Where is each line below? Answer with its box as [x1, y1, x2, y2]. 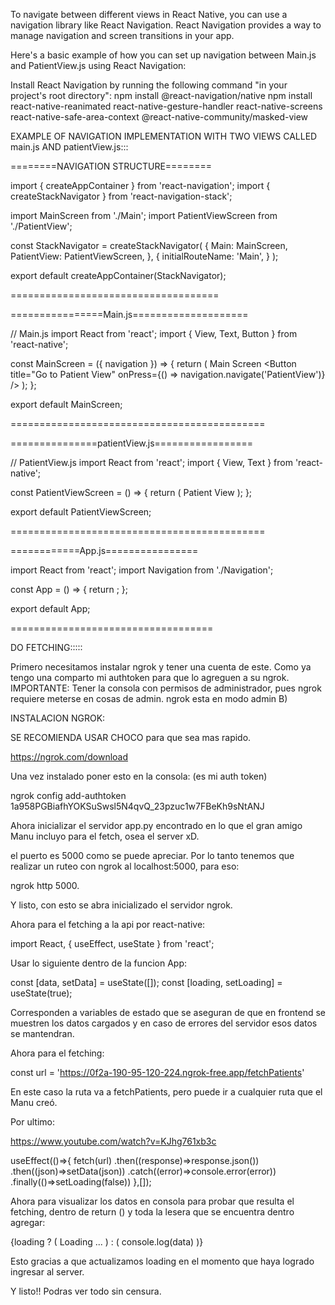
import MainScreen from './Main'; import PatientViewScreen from [10, 210, 278, 221]
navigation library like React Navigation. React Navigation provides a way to [10, 19, 322, 31]
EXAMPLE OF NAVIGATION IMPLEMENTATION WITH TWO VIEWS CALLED [10, 130, 318, 142]
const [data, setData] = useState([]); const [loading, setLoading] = [10, 977, 283, 988]
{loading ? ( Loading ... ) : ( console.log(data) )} [10, 1236, 204, 1248]
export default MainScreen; [10, 399, 123, 410]
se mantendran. [10, 1028, 75, 1039]
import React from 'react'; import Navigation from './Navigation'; [10, 564, 274, 576]
